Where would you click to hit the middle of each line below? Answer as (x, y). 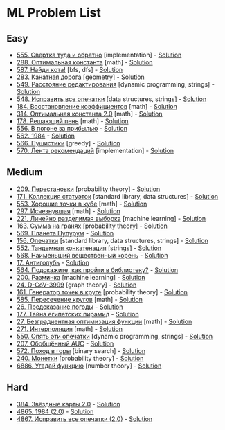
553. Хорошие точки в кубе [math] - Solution (82, 204)
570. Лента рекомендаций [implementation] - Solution (95, 151)
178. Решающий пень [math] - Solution (72, 121)
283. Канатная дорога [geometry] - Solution (80, 77)
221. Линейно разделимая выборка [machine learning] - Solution (111, 218)
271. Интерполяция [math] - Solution (69, 329)
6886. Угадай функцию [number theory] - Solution (89, 366)
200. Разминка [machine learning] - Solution (81, 277)
